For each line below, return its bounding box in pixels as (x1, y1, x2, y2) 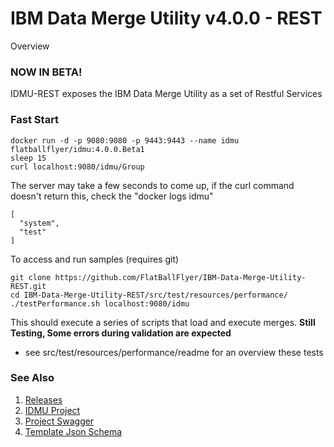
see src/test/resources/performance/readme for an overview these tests (24, 346, 324, 358)
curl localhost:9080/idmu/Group (10, 162, 145, 172)
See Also (10, 371, 55, 385)
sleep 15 (10, 153, 47, 163)
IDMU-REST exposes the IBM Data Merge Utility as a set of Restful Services (10, 88, 323, 100)
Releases (24, 393, 63, 406)
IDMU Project (24, 404, 81, 416)
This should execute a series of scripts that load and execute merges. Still (10, 316, 316, 328)
